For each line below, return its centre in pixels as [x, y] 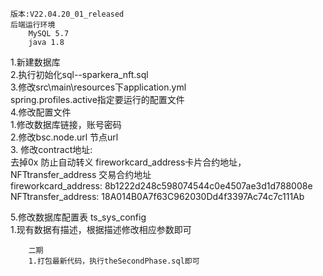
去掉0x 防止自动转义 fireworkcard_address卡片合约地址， [128, 162]
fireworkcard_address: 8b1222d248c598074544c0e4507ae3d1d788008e [161, 186]
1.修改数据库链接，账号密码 [66, 124]
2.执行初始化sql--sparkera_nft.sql [79, 74]
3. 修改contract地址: [51, 149]
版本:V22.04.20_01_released [67, 14]
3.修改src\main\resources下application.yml [98, 87]
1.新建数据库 [35, 62]
